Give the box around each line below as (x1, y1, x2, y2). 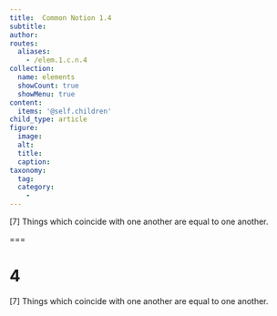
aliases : (17, 47, 51, 56)
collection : (9, 65, 55, 74)
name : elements (17, 73, 76, 82)
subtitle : (9, 22, 47, 31)
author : (9, 30, 39, 39)
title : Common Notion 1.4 (9, 13, 112, 23)
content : (9, 97, 43, 107)
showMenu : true (17, 89, 76, 98)
